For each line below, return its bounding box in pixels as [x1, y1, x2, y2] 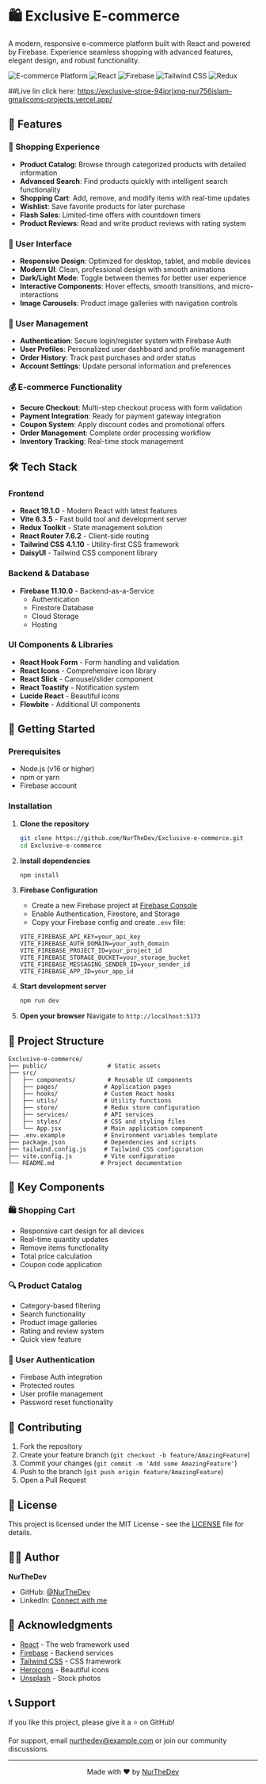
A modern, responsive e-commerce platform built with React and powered [8, 38, 251, 48]
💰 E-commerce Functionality [8, 382, 123, 393]
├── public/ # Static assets [8, 1062, 161, 1071]
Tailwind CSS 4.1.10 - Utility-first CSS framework [19, 540, 180, 549]
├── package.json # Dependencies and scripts [8, 1139, 196, 1147]
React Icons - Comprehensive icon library [19, 666, 157, 675]
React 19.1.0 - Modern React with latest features [19, 506, 178, 516]
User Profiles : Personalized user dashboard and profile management [19, 345, 245, 354]
